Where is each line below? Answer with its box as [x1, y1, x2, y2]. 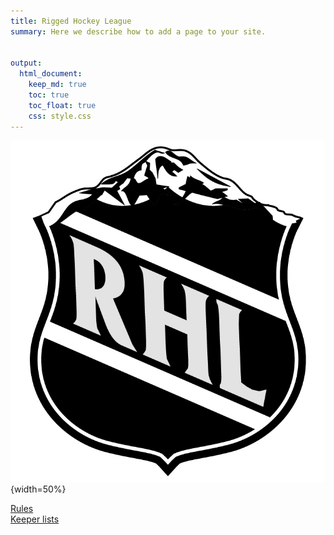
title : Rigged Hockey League [10, 16, 132, 26]
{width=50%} [10, 483, 67, 495]
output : [10, 58, 43, 69]
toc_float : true [28, 100, 97, 110]
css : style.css [28, 111, 92, 121]
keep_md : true [28, 80, 87, 90]
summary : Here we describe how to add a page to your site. [10, 26, 267, 37]
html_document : [19, 69, 83, 79]
